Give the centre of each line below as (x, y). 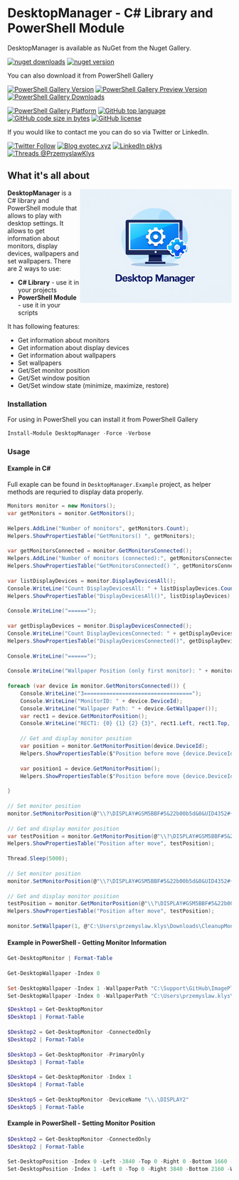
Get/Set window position (54, 378)
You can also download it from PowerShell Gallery (81, 75)
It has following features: (44, 326)
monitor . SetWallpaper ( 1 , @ (47, 927)
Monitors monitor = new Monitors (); (62, 506)
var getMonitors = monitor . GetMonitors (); (71, 513)
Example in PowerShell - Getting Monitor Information (87, 942)
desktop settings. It (36, 223)
